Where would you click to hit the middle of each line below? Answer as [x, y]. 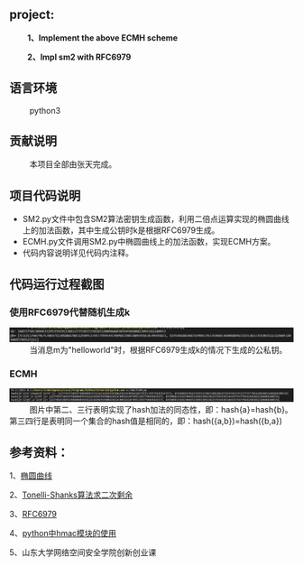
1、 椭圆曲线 [31, 476]
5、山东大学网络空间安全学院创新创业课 [83, 552]
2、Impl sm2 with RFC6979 [79, 57]
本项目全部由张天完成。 [73, 164]
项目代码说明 [45, 195]
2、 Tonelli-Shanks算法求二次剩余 [71, 495]
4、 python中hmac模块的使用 [63, 534]
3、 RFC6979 [33, 515]
